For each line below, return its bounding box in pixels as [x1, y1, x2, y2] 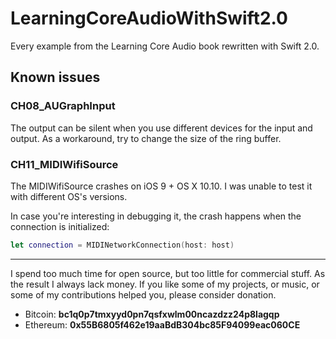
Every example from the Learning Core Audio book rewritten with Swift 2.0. [10, 40, 320, 52]
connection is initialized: [10, 220, 110, 232]
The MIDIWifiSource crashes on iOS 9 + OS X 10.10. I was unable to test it [10, 180, 313, 192]
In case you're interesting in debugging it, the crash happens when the [10, 210, 302, 222]
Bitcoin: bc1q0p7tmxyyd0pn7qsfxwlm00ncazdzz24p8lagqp [24, 308, 280, 320]
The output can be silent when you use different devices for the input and [10, 122, 313, 134]
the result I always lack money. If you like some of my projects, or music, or [10, 278, 320, 290]
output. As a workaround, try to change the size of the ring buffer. [10, 132, 282, 144]
